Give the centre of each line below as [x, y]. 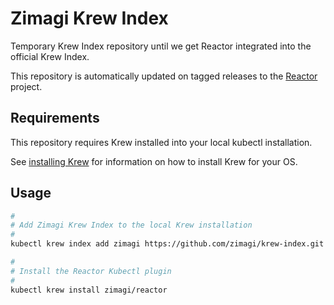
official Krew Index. [50, 56]
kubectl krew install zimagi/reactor [89, 290]
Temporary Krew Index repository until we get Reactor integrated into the [161, 46]
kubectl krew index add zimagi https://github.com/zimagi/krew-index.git [167, 244]
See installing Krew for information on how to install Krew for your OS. [154, 161]
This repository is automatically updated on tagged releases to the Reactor [164, 76]
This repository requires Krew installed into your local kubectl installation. [161, 142]
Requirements [55, 118]
